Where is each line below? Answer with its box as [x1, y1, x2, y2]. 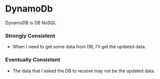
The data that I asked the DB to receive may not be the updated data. [12, 67, 155, 73]
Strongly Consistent [5, 32, 55, 39]
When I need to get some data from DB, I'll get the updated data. [12, 44, 146, 50]
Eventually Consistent [5, 56, 60, 63]
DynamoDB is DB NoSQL [5, 20, 57, 26]
